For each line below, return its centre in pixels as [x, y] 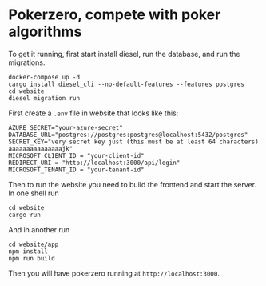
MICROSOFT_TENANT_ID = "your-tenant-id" [77, 170]
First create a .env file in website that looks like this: [93, 113]
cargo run [25, 215]
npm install [28, 251]
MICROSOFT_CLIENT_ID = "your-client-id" [77, 155]
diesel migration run [44, 98]
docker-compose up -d [44, 77]
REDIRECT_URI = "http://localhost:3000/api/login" [94, 163]
